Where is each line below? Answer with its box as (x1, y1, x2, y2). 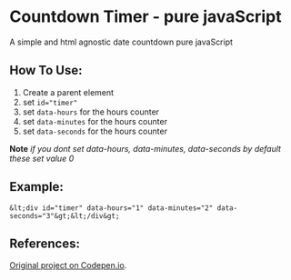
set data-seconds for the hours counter (22, 125, 168, 136)
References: (9, 235, 80, 251)
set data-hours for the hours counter (22, 106, 160, 117)
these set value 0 (9, 153, 75, 164)
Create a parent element (22, 86, 115, 97)
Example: (9, 179, 64, 195)
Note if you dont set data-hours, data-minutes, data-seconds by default (9, 143, 282, 154)
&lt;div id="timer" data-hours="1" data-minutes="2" (9, 203, 214, 213)
